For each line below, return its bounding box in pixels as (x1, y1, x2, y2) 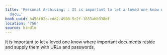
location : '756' (5, 21, 39, 26)
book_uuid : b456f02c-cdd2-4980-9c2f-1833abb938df (5, 16, 110, 21)
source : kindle (5, 26, 37, 30)
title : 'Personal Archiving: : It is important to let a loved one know (5, 7, 159, 12)
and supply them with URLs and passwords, (5, 44, 95, 50)
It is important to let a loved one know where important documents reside (5, 39, 156, 45)
